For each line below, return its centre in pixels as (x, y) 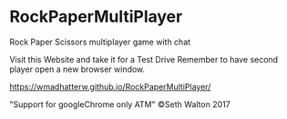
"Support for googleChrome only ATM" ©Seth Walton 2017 (120, 104)
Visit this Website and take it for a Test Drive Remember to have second (144, 59)
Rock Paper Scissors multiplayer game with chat (100, 42)
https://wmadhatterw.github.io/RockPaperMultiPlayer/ (110, 86)
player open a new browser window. (77, 69)
